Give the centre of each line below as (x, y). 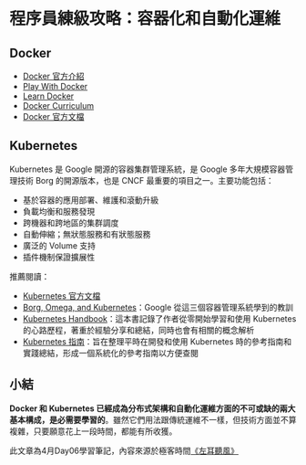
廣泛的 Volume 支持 (59, 245)
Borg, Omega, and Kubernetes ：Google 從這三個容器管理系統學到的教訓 (158, 307)
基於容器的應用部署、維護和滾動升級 (91, 200)
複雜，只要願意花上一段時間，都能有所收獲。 (93, 431)
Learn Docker (48, 96)
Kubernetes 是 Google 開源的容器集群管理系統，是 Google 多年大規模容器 (148, 169)
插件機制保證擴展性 (59, 257)
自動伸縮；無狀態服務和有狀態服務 (87, 234)
